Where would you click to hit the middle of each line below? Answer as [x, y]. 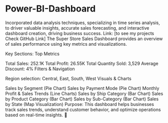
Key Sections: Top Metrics [32, 54]
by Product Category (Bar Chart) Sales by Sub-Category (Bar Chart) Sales [82, 99]
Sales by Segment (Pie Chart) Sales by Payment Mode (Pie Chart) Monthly [82, 88]
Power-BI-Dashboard [51, 9]
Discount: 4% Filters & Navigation [40, 69]
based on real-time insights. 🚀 [36, 115]
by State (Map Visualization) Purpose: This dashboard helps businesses [80, 104]
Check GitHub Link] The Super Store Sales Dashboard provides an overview [84, 39]
